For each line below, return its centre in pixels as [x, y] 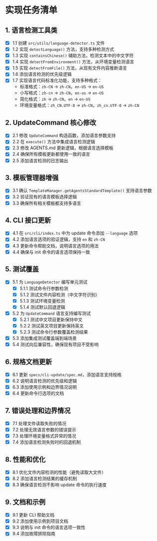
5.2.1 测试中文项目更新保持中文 [51, 320]
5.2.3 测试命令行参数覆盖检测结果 [54, 332]
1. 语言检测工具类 [31, 30]
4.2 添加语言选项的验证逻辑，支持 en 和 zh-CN [59, 239]
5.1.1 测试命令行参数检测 [44, 288]
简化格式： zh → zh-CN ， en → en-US [55, 99]
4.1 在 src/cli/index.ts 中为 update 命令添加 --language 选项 [75, 233]
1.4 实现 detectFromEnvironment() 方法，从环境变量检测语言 [73, 62]
